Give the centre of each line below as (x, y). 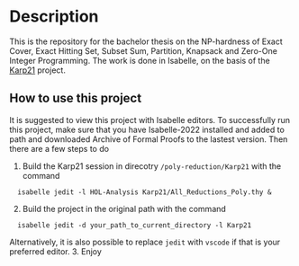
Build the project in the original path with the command (124, 208)
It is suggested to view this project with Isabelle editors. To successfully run (150, 120)
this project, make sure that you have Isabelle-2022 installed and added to (147, 129)
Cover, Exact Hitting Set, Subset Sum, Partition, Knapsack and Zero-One (143, 50)
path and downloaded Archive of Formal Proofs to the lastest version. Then (149, 139)
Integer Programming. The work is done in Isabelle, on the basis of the (140, 60)
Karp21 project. (37, 70)
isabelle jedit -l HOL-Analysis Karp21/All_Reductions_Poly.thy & (145, 192)
